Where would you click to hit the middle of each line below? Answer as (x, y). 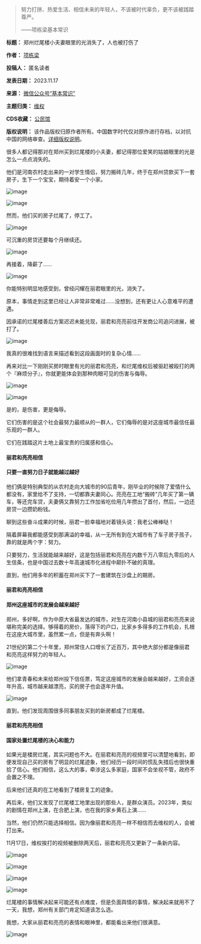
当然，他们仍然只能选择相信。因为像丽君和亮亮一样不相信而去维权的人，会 (98, 823)
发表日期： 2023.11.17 (32, 81)
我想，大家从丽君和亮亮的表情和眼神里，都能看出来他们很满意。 (85, 922)
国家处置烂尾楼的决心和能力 (40, 740)
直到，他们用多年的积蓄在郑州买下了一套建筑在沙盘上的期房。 (82, 575)
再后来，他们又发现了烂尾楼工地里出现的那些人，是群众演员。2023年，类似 (99, 803)
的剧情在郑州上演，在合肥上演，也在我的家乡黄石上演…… (76, 810)
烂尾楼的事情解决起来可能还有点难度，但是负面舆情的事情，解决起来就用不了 (100, 902)
